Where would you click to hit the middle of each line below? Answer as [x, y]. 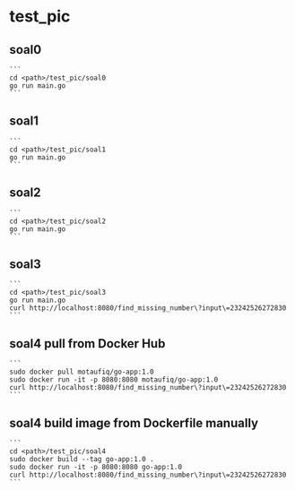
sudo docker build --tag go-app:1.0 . [82, 460]
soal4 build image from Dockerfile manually [134, 423]
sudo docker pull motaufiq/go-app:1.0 [82, 372]
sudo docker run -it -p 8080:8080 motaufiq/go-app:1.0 [114, 380]
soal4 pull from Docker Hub [87, 344]
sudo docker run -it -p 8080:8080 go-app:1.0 [95, 468]
